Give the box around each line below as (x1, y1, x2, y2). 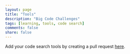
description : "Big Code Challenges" (5, 16, 80, 21)
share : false (5, 30, 32, 35)
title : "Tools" (5, 12, 36, 17)
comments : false (5, 26, 38, 30)
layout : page (5, 7, 32, 12)
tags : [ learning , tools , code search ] (5, 21, 84, 26)
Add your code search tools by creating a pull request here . (5, 44, 126, 49)
